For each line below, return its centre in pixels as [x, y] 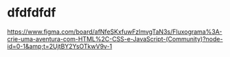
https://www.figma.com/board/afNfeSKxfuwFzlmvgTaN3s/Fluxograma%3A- [115, 32]
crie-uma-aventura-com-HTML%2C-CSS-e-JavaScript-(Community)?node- [115, 38]
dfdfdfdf [32, 13]
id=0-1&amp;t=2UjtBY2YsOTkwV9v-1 [60, 46]
